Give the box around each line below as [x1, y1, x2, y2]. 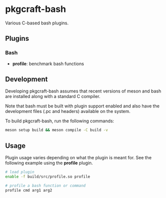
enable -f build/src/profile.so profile [5, 174, 91, 179]
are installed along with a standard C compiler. [5, 94, 101, 99]
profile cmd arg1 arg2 [5, 188, 52, 193]
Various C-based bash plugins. [5, 20, 69, 26]
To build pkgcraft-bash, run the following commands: [5, 118, 115, 124]
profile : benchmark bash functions [12, 61, 84, 67]
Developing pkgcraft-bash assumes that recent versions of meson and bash [5, 88, 162, 94]
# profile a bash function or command [5, 183, 86, 188]
